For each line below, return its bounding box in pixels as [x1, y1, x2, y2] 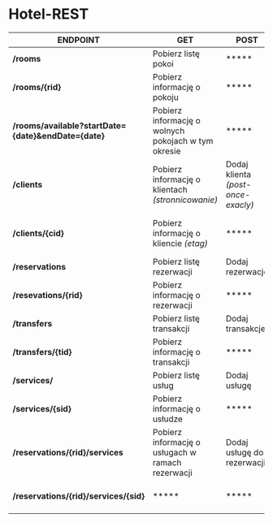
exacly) [225, 199, 254, 210]
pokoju [152, 91, 179, 102]
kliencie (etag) [152, 237, 209, 248]
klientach [152, 183, 188, 195]
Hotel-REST [8, 5, 89, 24]
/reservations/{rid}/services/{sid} [12, 490, 145, 502]
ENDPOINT [57, 34, 100, 45]
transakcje [225, 322, 266, 334]
